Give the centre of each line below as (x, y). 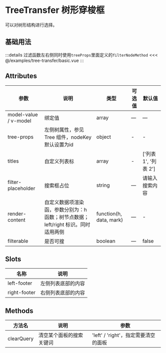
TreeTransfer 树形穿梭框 (55, 10)
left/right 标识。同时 (67, 225)
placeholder (21, 188)
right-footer (22, 293)
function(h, (109, 214)
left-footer (20, 283)
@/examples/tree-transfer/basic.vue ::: (44, 60)
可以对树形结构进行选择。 (31, 25)
